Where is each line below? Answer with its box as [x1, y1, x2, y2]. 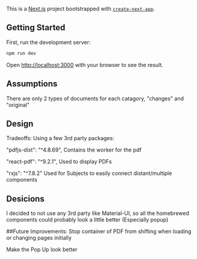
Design [6, 118, 34, 129]
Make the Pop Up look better [6, 246, 78, 253]
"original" [6, 101, 30, 108]
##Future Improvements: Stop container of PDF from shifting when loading [6, 228, 192, 235]
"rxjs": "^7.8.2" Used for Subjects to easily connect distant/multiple [6, 170, 172, 177]
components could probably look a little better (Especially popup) [6, 216, 169, 223]
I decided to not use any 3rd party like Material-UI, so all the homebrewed [6, 209, 190, 217]
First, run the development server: [6, 39, 91, 46]
